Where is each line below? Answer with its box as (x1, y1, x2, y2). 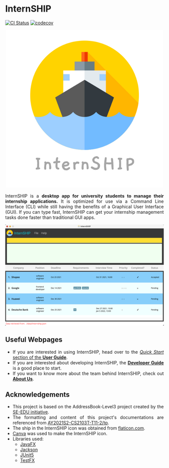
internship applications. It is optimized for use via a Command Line (5, 198, 164, 204)
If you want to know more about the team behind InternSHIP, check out (12, 370, 164, 377)
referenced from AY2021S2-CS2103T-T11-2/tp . (12, 420, 110, 426)
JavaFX (20, 441, 36, 447)
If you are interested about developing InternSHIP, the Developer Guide (12, 359, 164, 365)
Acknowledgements (5, 390, 70, 399)
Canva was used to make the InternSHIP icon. (12, 431, 108, 437)
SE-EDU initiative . (12, 409, 49, 415)
